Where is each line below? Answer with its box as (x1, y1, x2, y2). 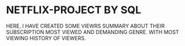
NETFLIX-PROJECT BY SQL (6, 3, 142, 17)
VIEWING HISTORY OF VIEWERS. (6, 34, 86, 41)
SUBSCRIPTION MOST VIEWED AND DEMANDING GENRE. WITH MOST (6, 28, 180, 35)
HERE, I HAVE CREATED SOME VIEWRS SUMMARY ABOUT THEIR (6, 22, 165, 29)
